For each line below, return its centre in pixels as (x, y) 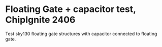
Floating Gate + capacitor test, (71, 9)
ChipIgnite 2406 (40, 20)
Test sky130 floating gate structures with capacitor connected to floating (81, 33)
